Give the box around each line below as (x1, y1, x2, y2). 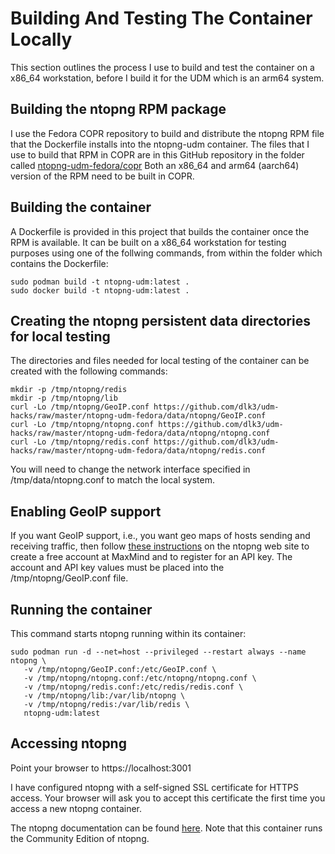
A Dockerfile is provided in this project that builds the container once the (10, 225, 310, 237)
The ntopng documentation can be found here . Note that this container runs (10, 822, 323, 834)
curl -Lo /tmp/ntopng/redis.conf (10, 437, 150, 447)
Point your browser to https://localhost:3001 (10, 762, 192, 774)
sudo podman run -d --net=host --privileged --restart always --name (10, 647, 307, 657)
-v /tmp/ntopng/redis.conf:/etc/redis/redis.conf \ (23, 682, 244, 692)
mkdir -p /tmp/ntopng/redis (10, 385, 128, 395)
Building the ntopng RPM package (10, 101, 227, 118)
